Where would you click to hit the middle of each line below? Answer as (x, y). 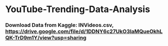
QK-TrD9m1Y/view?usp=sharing (46, 38)
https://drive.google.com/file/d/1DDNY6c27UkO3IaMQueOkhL (84, 31)
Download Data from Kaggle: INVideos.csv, (60, 25)
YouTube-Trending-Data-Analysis (78, 9)
